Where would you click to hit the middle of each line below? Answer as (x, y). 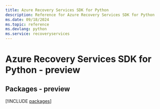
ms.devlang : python (26, 29)
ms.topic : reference (27, 24)
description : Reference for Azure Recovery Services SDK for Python (80, 15)
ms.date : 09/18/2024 (27, 19)
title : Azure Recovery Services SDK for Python (57, 10)
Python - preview (43, 70)
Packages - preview (38, 89)
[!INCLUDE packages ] (28, 101)
